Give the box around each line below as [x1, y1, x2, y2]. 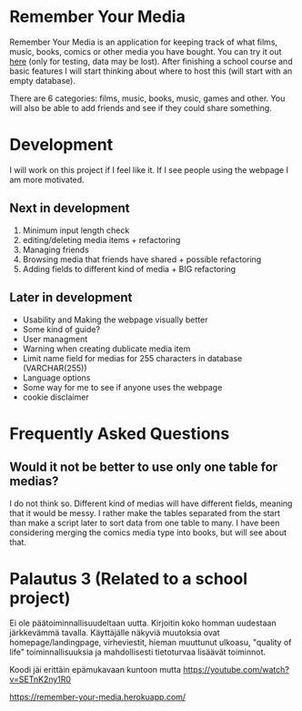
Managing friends [22, 244, 89, 255]
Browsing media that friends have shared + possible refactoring [22, 253, 262, 265]
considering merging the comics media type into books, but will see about [9, 526, 287, 538]
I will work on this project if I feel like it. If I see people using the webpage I [9, 164, 289, 175]
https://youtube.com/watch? [183, 665, 289, 675]
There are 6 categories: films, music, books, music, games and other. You [9, 93, 286, 104]
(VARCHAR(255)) [22, 362, 88, 373]
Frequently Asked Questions [9, 423, 230, 443]
